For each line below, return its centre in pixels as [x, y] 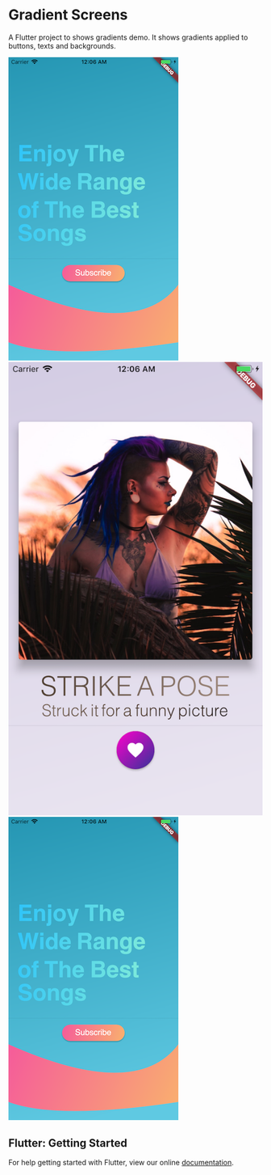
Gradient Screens [68, 15]
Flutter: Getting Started [68, 1143]
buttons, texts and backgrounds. [63, 45]
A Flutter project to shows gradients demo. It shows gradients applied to [128, 37]
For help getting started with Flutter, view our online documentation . [121, 1163]
